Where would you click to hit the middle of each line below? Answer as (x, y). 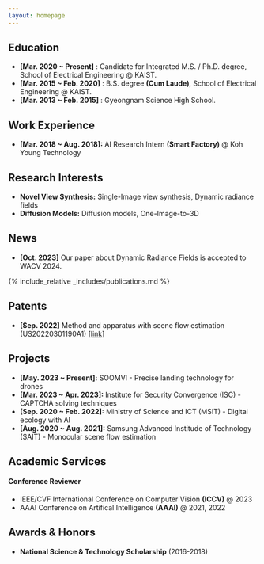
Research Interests (56, 178)
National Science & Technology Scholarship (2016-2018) (113, 551)
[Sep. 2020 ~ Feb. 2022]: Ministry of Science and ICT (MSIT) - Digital (134, 411)
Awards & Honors (52, 533)
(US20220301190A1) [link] (62, 333)
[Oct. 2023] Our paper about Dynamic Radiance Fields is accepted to (133, 257)
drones (31, 386)
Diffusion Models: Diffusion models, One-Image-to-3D (109, 214)
